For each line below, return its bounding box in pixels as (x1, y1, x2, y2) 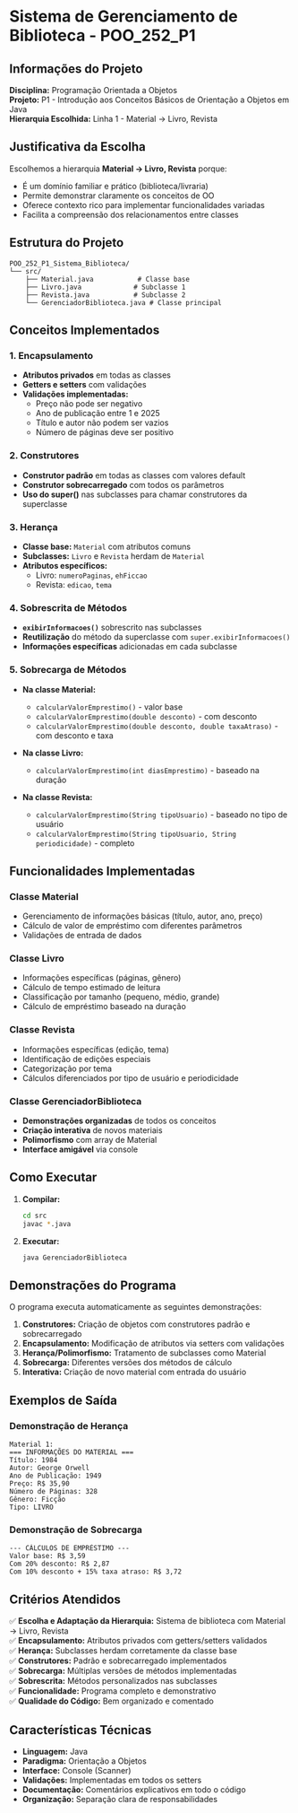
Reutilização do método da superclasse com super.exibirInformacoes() (21, 632, 291, 642)
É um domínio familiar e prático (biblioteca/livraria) (21, 180, 209, 191)
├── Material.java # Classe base (25, 275, 191, 283)
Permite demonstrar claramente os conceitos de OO (21, 190, 215, 201)
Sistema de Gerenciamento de (9, 6, 239, 27)
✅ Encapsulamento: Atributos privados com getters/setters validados (9, 1635, 268, 1646)
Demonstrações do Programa (9, 1277, 176, 1293)
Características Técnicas (9, 1722, 152, 1738)
